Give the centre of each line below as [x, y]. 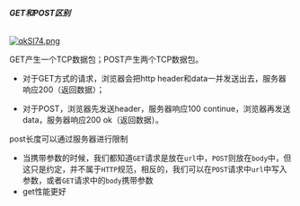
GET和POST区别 [40, 13]
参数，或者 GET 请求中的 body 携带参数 [88, 180]
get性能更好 [44, 192]
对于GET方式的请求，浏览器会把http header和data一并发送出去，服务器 [154, 79]
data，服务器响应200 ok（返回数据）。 [93, 120]
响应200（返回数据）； [63, 90]
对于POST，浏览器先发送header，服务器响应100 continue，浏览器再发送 [156, 109]
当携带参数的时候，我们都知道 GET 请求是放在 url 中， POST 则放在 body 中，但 [157, 158]
